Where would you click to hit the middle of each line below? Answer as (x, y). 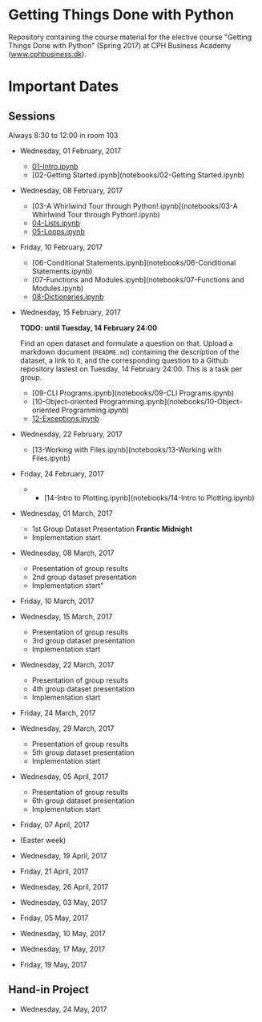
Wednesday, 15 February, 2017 (71, 312)
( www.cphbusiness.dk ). (47, 54)
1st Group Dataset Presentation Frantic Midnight (112, 529)
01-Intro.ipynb (55, 166)
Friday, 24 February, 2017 (62, 473)
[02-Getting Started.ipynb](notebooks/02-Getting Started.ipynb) (138, 175)
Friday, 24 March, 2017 (58, 712)
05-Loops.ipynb (58, 231)
